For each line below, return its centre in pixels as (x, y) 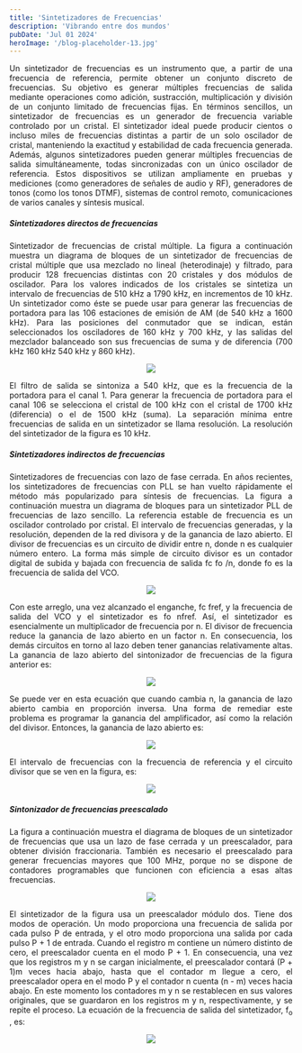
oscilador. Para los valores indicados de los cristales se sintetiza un (151, 284)
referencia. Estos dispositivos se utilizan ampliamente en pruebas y (151, 174)
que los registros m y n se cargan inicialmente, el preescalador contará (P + (151, 962)
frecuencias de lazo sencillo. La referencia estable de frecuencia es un (151, 516)
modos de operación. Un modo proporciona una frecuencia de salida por (151, 924)
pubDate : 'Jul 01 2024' (54, 34)
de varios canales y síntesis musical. (77, 203)
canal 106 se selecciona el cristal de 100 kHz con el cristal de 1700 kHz (151, 405)
